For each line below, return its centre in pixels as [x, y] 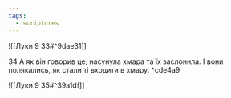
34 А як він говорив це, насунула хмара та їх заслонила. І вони [116, 61]
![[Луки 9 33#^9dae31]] [47, 45]
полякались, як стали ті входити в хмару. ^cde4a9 [94, 69]
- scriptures [37, 23]
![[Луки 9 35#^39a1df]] [47, 85]
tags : [17, 16]
